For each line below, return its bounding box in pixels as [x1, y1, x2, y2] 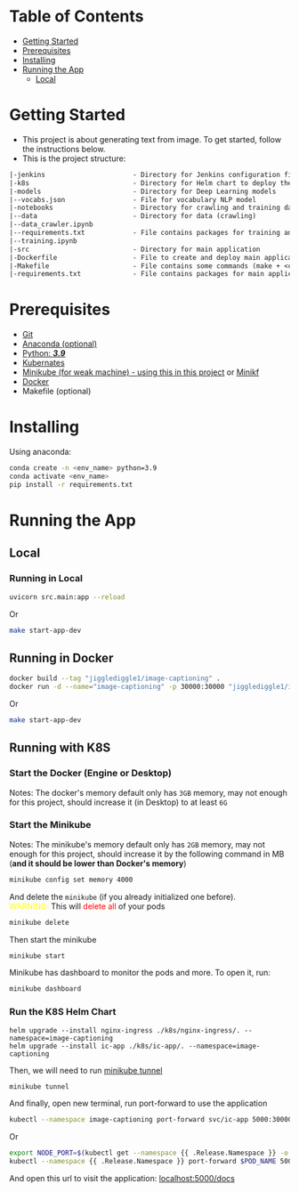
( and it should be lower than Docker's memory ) [9, 857, 187, 869]
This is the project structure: [21, 153, 126, 164]
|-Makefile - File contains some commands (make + [9, 261, 280, 271]
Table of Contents [9, 6, 144, 27]
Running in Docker [9, 650, 114, 665]
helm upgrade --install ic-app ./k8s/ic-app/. [9, 1042, 185, 1050]
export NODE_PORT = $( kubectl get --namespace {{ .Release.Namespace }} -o [9, 1148, 289, 1158]
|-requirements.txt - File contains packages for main [9, 270, 265, 279]
